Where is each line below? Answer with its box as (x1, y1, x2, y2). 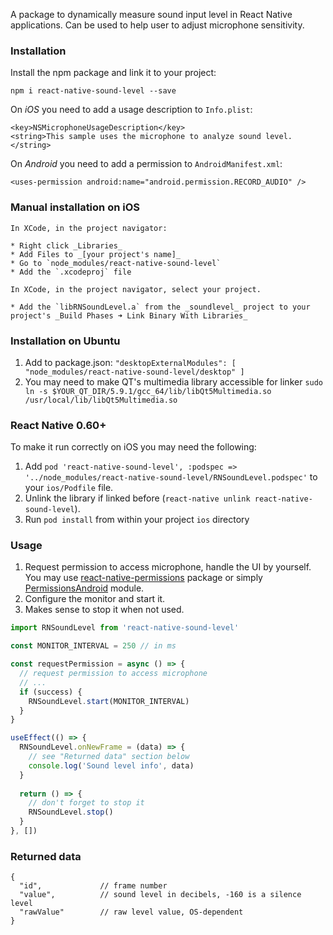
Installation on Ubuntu (10, 334, 121, 348)
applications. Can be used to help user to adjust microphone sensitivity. (10, 19, 305, 31)
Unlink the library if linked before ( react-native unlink (24, 492, 251, 504)
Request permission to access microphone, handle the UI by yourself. (24, 561, 312, 573)
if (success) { (19, 687, 83, 697)
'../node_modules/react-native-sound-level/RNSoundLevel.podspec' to (24, 471, 318, 483)
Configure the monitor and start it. (24, 593, 166, 605)
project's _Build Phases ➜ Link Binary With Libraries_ (10, 310, 248, 321)
